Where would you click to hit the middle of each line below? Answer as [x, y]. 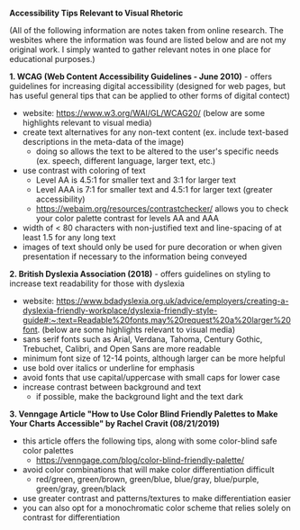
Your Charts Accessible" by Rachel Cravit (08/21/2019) [115, 423]
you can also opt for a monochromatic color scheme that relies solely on [156, 508]
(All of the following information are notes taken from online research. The [146, 30]
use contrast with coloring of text [84, 171]
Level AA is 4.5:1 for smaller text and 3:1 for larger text [136, 180]
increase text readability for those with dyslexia [97, 283]
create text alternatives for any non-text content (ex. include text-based [155, 132]
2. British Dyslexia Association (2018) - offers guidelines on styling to [140, 274]
